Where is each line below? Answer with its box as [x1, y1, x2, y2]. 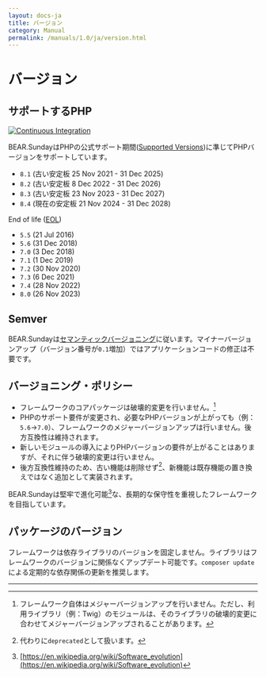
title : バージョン [8, 19, 63, 27]
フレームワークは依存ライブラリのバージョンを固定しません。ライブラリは [8, 547, 251, 556]
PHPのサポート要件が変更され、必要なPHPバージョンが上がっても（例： [19, 412, 256, 421]
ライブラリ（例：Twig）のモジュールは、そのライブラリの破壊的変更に [26, 609, 257, 618]
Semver [8, 312, 47, 325]
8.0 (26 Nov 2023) [19, 289, 81, 298]
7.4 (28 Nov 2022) [19, 281, 81, 290]
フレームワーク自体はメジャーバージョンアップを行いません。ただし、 [19, 598, 248, 608]
